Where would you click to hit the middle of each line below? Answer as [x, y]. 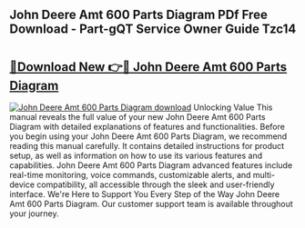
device [22, 184]
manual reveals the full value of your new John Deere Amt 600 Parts [137, 117]
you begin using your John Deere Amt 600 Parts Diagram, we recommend [148, 136]
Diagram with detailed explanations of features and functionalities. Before [147, 127]
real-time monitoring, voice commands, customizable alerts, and [130, 175]
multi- [264, 175]
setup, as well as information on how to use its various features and [136, 155]
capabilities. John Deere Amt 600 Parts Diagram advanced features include [151, 165]
